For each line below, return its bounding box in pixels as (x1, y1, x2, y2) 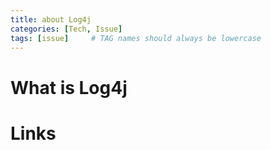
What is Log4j (10, 76, 128, 99)
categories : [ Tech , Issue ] (10, 24, 123, 34)
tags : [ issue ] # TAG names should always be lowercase (10, 33, 262, 43)
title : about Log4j (10, 14, 92, 25)
